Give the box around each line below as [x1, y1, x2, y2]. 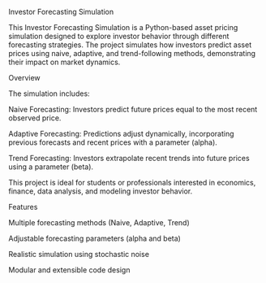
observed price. [8, 113, 62, 123]
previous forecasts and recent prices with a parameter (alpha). [8, 137, 217, 147]
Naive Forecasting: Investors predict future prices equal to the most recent [8, 105, 258, 114]
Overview [8, 73, 41, 82]
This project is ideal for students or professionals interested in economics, [8, 178, 256, 187]
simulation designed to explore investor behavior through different [8, 32, 230, 41]
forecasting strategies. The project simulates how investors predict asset [8, 40, 252, 50]
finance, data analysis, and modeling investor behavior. [8, 186, 193, 196]
